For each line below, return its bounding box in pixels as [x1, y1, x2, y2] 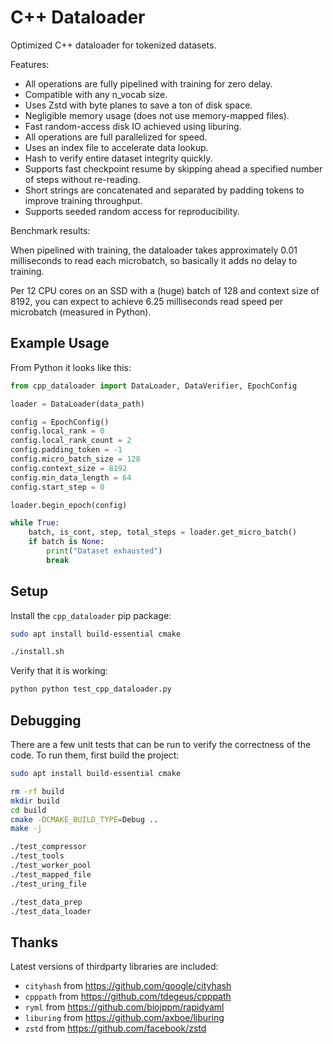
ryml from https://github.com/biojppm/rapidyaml [24, 1001, 225, 1013]
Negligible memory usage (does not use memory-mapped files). [24, 109, 290, 121]
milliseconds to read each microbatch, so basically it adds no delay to [10, 254, 298, 266]
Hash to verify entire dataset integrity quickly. [24, 152, 213, 164]
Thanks [10, 934, 59, 951]
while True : [10, 518, 60, 528]
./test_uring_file [10, 879, 87, 889]
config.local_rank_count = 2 [10, 436, 132, 446]
